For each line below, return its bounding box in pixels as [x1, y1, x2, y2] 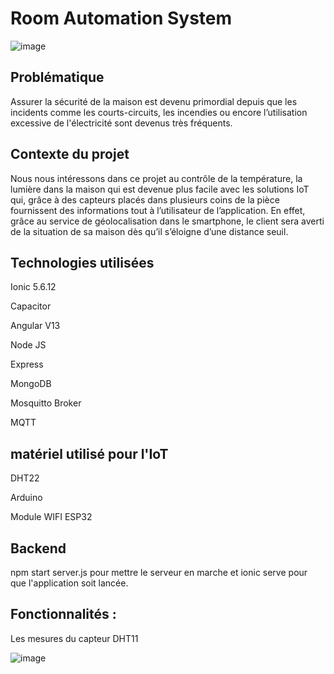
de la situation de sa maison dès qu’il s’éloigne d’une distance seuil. [10, 225, 289, 237]
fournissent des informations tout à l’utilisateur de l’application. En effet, [10, 204, 306, 216]
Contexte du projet [10, 146, 130, 163]
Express [10, 358, 44, 371]
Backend [10, 540, 67, 557]
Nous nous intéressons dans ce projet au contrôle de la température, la [10, 172, 303, 184]
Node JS [10, 339, 47, 351]
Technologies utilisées [10, 254, 155, 271]
